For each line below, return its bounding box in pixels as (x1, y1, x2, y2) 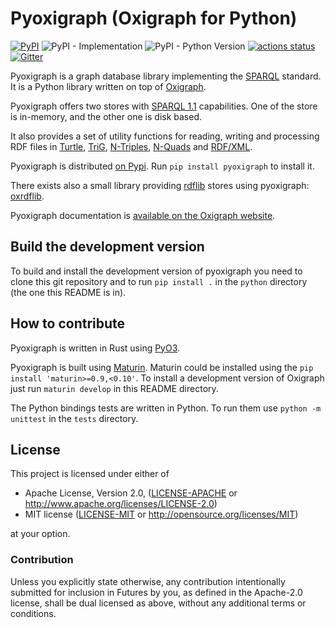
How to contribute (10, 315, 126, 332)
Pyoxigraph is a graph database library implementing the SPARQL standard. (10, 70, 322, 82)
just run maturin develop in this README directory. (10, 382, 219, 394)
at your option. (10, 528, 71, 540)
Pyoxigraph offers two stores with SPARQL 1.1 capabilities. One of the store (10, 100, 318, 112)
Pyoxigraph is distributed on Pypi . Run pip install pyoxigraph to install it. (10, 160, 315, 172)
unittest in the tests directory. (10, 412, 139, 424)
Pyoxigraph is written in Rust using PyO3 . (10, 342, 181, 354)
